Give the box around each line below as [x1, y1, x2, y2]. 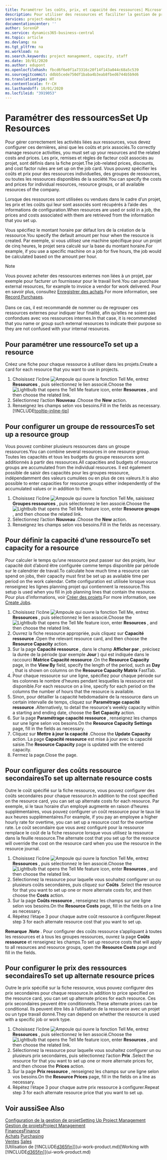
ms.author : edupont [5, 63, 46, 68]
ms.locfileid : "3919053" [5, 91, 57, 96]
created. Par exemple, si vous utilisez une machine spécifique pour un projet [5, 237, 162, 244]
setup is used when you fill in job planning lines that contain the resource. [5, 588, 156, 595]
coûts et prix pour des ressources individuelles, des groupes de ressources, [5, 171, 161, 177]
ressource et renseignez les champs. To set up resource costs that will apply [5, 939, 162, 945]
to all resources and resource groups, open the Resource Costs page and [5, 944, 157, 950]
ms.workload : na [5, 49, 39, 54]
